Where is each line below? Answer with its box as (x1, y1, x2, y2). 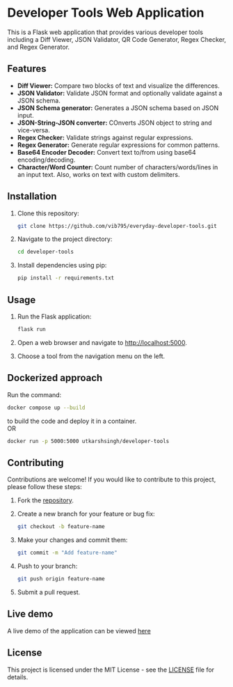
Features (7, 63, 47, 75)
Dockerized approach (7, 372, 103, 384)
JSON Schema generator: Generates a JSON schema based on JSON (17, 103, 219, 112)
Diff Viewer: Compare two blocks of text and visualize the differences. (17, 82, 220, 90)
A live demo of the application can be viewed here (7, 626, 151, 635)
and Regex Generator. (7, 43, 70, 51)
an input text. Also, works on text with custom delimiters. (17, 170, 180, 178)
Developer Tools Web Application (7, 5, 204, 21)
